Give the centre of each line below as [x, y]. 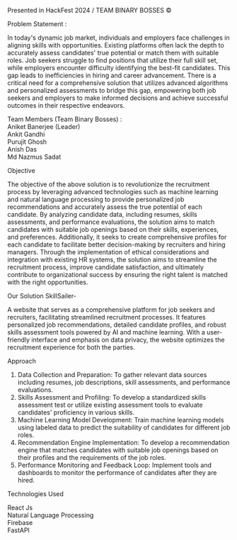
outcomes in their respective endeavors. [66, 105]
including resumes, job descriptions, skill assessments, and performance [124, 382]
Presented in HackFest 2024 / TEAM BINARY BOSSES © [89, 10]
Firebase [20, 523]
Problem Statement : [37, 24]
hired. [26, 480]
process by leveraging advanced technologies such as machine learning [113, 192]
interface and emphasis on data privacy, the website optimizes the [128, 340]
